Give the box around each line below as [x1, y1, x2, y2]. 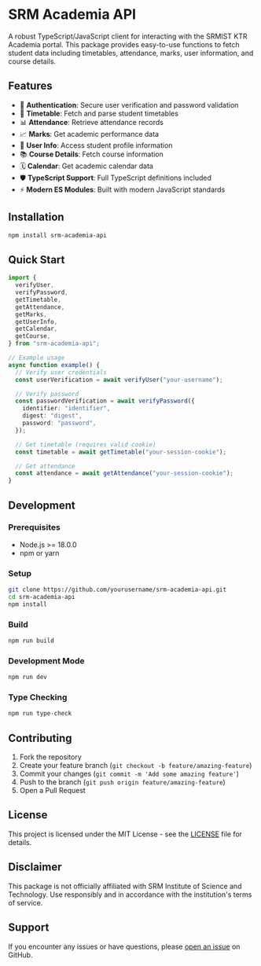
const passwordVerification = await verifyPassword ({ [15, 397, 195, 406]
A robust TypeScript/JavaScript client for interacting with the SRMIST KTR [8, 31, 248, 41]
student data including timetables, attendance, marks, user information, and [8, 48, 254, 57]
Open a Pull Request [19, 786, 86, 795]
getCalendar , [15, 325, 58, 333]
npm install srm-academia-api [8, 231, 108, 239]
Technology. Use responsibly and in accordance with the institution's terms [8, 890, 252, 899]
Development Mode [8, 655, 85, 666]
